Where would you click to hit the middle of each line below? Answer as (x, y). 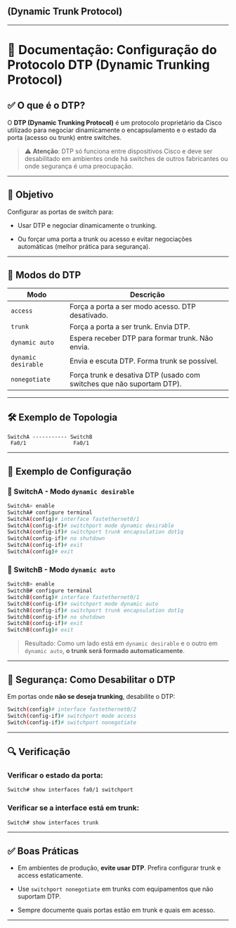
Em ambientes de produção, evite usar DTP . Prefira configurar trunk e (119, 868)
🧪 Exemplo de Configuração (70, 471)
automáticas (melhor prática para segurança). (84, 246)
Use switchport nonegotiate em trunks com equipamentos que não (115, 889)
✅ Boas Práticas (43, 851)
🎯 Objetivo (31, 195)
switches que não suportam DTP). (125, 384)
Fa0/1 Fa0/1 (50, 443)
